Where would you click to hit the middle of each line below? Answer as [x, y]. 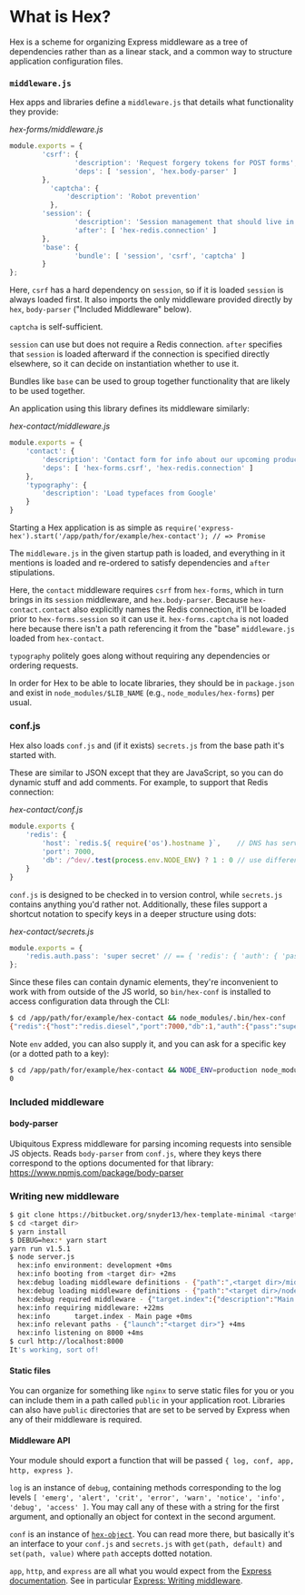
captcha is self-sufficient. [56, 327]
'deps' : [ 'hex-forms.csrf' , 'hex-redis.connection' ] [148, 468]
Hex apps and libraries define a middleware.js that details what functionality [152, 103]
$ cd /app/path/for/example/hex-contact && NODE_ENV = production [133, 1070]
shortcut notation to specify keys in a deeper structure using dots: [133, 913]
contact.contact [40, 610]
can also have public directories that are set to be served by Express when [150, 1410]
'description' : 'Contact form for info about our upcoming [156, 459]
